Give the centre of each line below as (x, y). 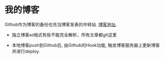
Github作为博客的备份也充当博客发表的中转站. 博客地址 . (61, 24)
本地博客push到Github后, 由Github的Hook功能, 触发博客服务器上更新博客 (86, 45)
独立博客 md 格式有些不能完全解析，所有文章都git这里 (64, 35)
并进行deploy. (26, 51)
